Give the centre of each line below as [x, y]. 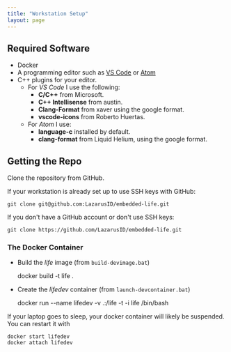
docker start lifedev [39, 337]
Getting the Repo [45, 161]
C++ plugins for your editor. [57, 80]
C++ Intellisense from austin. [80, 102]
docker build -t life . [46, 276]
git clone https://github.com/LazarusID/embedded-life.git [95, 230]
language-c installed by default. [84, 132]
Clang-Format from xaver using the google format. [111, 109]
